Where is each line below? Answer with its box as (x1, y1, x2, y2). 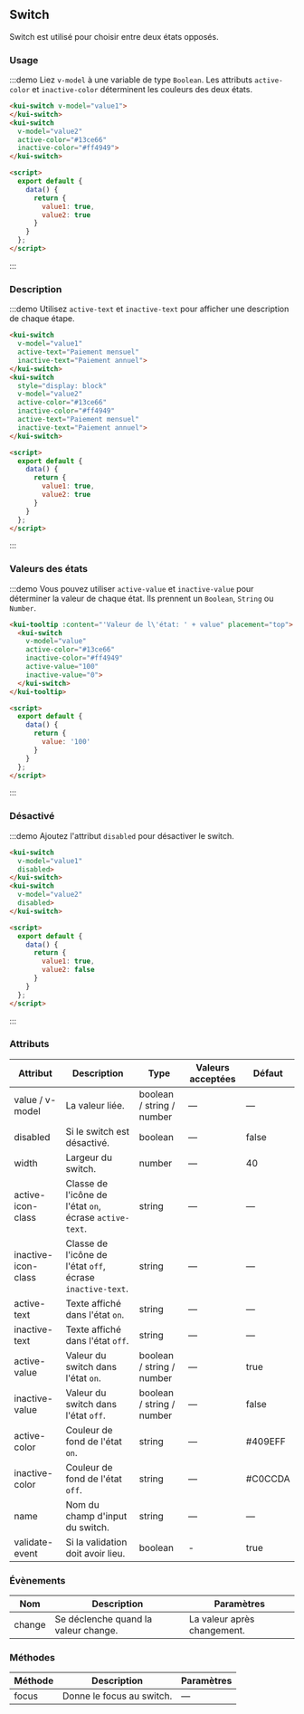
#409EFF (245, 1434, 287, 1447)
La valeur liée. (65, 1099, 125, 1111)
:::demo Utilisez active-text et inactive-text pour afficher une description (9, 303, 290, 315)
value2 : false (42, 966, 95, 975)
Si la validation (65, 1536, 128, 1548)
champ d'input (65, 1509, 128, 1522)
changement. (188, 1624, 246, 1637)
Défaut (252, 1067, 283, 1080)
